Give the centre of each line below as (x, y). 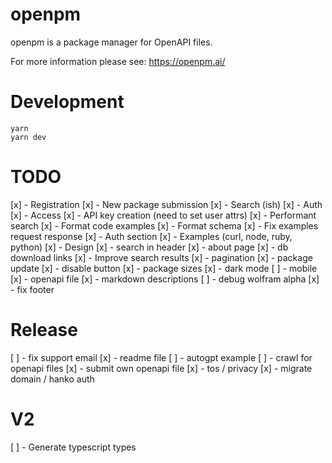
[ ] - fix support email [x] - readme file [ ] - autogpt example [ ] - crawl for (161, 357)
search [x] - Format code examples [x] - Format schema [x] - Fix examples (164, 225)
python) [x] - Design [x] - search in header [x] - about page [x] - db (149, 247)
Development (67, 102)
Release (44, 330)
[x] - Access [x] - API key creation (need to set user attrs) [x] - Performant (163, 215)
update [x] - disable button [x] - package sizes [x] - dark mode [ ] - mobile (164, 268)
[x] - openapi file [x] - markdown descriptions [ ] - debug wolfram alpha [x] (165, 279)
